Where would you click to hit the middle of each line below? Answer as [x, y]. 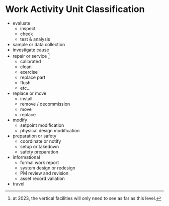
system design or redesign [48, 168]
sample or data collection [39, 44]
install [26, 98]
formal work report [39, 162]
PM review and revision [44, 173]
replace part [33, 77]
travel [18, 183]
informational [26, 157]
